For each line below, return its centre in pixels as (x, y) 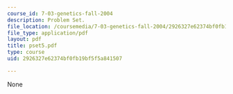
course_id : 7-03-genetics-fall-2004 (60, 13)
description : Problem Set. (46, 20)
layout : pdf (24, 39)
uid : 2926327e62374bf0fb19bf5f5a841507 (65, 59)
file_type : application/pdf (48, 33)
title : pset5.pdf (32, 46)
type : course (26, 53)
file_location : (29, 26)
